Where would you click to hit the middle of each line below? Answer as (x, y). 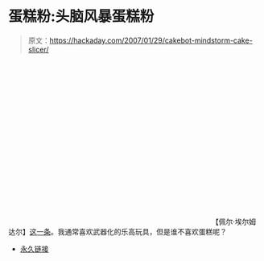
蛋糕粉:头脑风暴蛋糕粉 (81, 17)
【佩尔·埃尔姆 (233, 222)
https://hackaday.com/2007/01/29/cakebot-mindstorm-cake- (151, 40)
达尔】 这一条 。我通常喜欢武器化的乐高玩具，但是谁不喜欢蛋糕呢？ (118, 231)
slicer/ (38, 49)
